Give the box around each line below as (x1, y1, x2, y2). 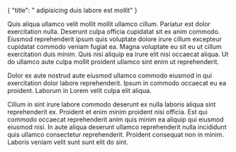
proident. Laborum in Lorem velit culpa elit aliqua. (7, 87, 152, 94)
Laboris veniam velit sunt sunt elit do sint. (7, 138, 129, 146)
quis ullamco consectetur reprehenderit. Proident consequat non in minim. (7, 131, 225, 139)
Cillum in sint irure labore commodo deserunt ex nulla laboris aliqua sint (7, 100, 216, 109)
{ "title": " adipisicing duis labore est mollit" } (7, 6, 137, 14)
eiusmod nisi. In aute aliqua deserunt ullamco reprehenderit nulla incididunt (7, 123, 227, 131)
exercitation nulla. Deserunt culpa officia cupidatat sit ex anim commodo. (7, 28, 220, 36)
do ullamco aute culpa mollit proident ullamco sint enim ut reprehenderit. (7, 58, 220, 66)
